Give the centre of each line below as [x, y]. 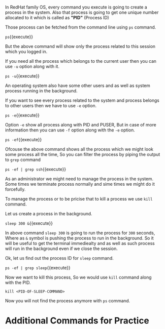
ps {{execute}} [19, 37]
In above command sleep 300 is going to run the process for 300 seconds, [80, 233]
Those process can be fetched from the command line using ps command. [81, 27]
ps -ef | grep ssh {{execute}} [36, 169]
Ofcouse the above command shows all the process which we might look [79, 149]
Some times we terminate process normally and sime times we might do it [80, 184]
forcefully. [15, 189]
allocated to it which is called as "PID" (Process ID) [57, 18]
